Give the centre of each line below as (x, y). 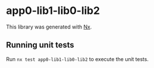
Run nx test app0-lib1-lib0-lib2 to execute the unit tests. (77, 59)
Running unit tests (40, 45)
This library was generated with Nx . (49, 27)
